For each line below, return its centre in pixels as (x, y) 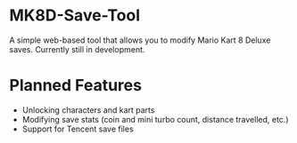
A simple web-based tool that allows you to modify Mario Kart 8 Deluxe (140, 40)
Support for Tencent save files (78, 129)
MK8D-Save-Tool (75, 16)
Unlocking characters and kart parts (88, 110)
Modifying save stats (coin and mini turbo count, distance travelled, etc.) (155, 119)
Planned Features (76, 86)
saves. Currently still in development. (77, 49)
